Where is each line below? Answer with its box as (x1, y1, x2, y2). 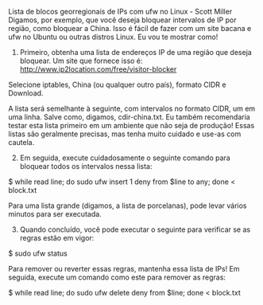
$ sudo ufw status (8, 248, 68, 258)
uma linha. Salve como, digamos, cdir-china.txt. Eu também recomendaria (8, 112, 250, 122)
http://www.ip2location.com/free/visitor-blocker (19, 65, 177, 74)
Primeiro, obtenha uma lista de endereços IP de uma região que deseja (19, 48, 252, 57)
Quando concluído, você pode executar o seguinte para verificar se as (19, 225, 251, 234)
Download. (8, 88, 44, 98)
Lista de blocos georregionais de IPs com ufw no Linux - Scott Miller (8, 7, 233, 16)
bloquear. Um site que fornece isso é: (19, 56, 143, 65)
